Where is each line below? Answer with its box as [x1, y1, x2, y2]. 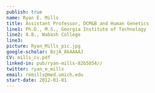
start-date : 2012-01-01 [6, 77, 67, 83]
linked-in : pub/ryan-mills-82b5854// [6, 60, 103, 66]
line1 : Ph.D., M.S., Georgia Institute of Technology [6, 26, 147, 32]
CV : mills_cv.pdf [6, 54, 51, 61]
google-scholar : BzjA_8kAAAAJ [6, 49, 84, 55]
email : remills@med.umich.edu [6, 72, 84, 78]
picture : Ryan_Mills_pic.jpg [6, 43, 81, 50]
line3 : [6, 37, 23, 43]
